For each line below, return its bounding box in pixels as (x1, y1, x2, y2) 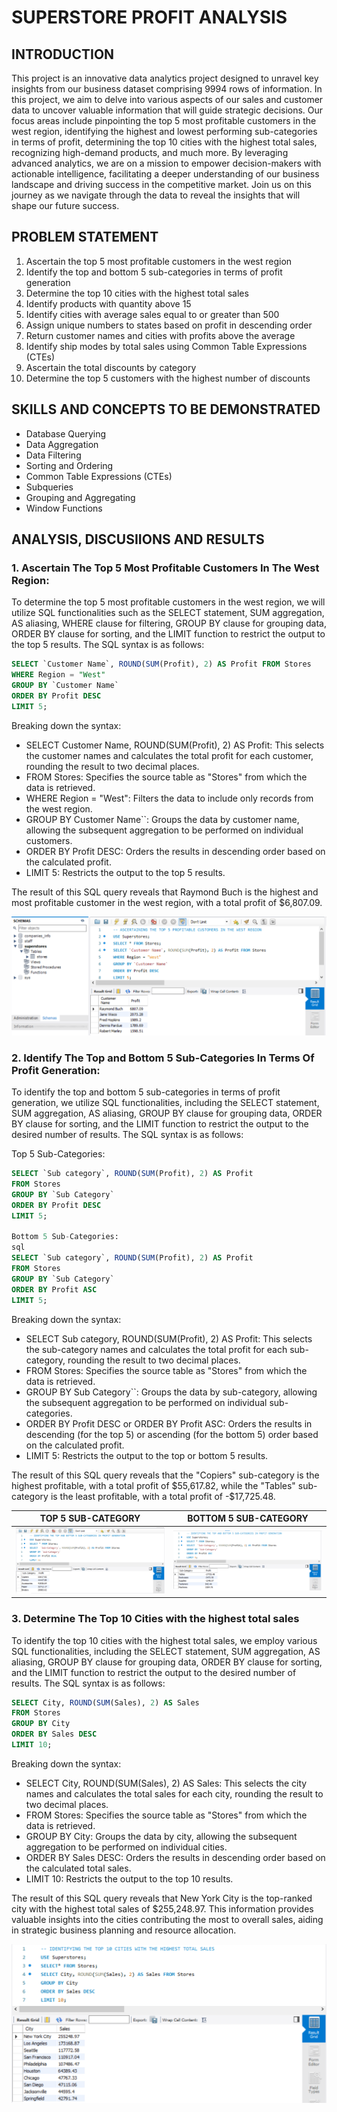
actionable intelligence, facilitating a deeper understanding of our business (11, 168, 320, 180)
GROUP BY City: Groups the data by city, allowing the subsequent (25, 1830, 298, 1842)
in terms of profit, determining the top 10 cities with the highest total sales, (11, 136, 318, 148)
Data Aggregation (25, 438, 99, 450)
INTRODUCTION (11, 46, 115, 63)
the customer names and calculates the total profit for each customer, (25, 749, 314, 761)
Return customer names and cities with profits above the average (25, 329, 296, 341)
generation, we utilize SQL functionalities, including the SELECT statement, (11, 1097, 320, 1109)
